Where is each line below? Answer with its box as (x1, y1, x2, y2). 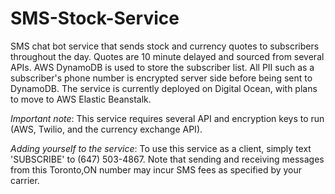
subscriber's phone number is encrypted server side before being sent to (10, 72, 313, 84)
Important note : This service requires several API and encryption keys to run (10, 112, 325, 124)
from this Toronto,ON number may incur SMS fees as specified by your (10, 163, 303, 176)
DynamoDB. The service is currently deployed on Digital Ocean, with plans (10, 82, 318, 94)
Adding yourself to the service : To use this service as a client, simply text (10, 142, 312, 154)
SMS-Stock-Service (10, 7, 180, 30)
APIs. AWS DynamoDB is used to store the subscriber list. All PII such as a (10, 61, 315, 73)
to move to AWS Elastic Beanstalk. (10, 93, 152, 105)
